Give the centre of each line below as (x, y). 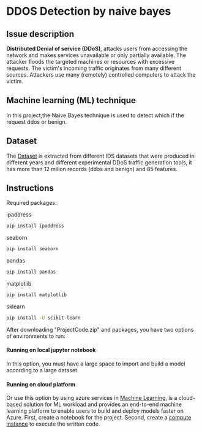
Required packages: (32, 203)
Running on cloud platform (41, 384)
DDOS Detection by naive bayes (89, 11)
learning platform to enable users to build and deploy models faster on (95, 411)
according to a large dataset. (43, 370)
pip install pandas (31, 272)
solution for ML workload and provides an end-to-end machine (103, 404)
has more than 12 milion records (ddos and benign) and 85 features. (92, 169)
